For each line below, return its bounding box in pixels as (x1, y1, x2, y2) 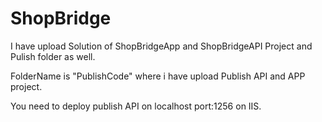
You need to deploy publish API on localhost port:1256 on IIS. (10, 100, 262, 112)
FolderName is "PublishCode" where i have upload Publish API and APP (10, 70, 306, 82)
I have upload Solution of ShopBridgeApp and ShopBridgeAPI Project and (10, 40, 313, 52)
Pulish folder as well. (10, 50, 96, 62)
